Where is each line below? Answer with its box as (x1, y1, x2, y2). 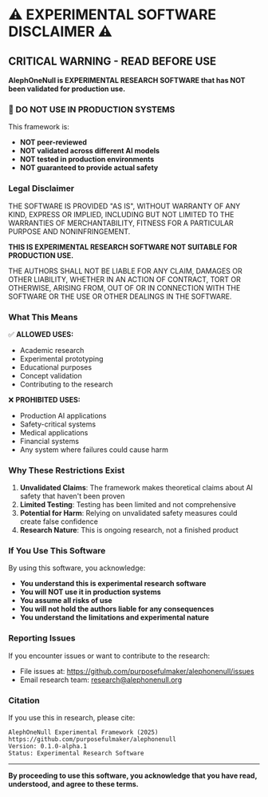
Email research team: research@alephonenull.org (19, 675, 182, 684)
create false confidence (19, 517, 98, 526)
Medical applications (19, 427, 89, 437)
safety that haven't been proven (19, 491, 125, 501)
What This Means (8, 311, 78, 323)
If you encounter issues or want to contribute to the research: (8, 651, 210, 660)
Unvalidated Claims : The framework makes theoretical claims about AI (19, 483, 254, 493)
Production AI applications (19, 410, 107, 420)
